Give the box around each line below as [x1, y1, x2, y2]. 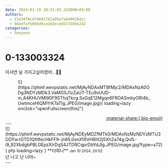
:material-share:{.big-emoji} [105, 115, 163, 121]
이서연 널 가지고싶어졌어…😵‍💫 [5, 69, 62, 75]
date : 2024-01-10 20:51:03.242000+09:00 [5, 7, 91, 12]
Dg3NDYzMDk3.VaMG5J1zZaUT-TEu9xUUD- [17, 89, 111, 95]
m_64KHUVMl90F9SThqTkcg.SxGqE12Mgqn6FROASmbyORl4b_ [17, 95, 150, 101]
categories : [5, 26, 30, 31]
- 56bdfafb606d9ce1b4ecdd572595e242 [9, 21, 86, 26]
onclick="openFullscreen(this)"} [17, 105, 84, 111]
